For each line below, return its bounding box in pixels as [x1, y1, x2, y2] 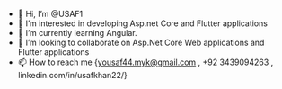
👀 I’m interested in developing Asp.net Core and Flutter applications [17, 18, 268, 29]
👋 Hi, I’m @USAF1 [17, 9, 84, 19]
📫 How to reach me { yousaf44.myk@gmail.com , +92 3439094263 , [17, 57, 274, 67]
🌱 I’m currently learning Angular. [17, 28, 137, 38]
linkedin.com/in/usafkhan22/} [17, 70, 128, 80]
